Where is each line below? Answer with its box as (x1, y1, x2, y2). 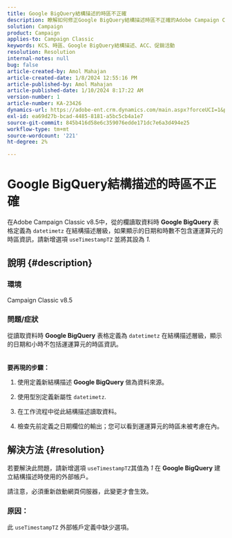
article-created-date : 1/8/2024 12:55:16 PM (7, 74, 137, 81)
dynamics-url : (7, 106, 48, 113)
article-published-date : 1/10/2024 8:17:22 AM (7, 87, 144, 94)
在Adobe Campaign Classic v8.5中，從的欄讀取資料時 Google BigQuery (7, 218, 212, 227)
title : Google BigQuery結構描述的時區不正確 (7, 10, 127, 17)
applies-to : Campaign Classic (7, 36, 95, 43)
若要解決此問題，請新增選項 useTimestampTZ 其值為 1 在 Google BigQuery (7, 463, 213, 472)
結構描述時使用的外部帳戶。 (12, 472, 92, 481)
